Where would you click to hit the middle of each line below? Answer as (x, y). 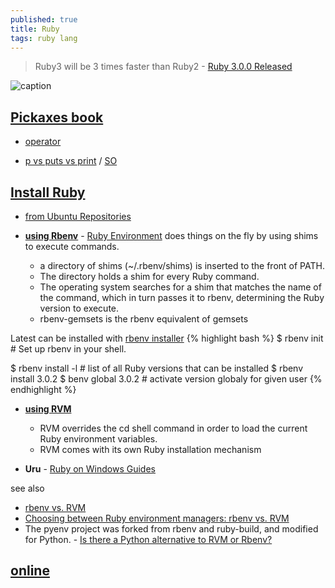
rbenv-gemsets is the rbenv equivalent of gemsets (144, 319)
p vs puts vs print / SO (71, 161)
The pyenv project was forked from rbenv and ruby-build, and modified (171, 529)
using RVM (48, 409)
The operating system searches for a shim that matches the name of (180, 287)
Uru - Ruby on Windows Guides (90, 469)
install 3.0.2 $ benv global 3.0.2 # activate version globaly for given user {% (166, 379)
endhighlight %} (43, 389)
